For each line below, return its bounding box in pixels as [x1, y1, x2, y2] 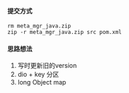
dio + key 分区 [17, 70, 60, 79]
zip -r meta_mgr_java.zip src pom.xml [7, 29, 122, 36]
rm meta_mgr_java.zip [7, 23, 72, 30]
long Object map [17, 78, 67, 87]
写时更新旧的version [17, 61, 77, 70]
